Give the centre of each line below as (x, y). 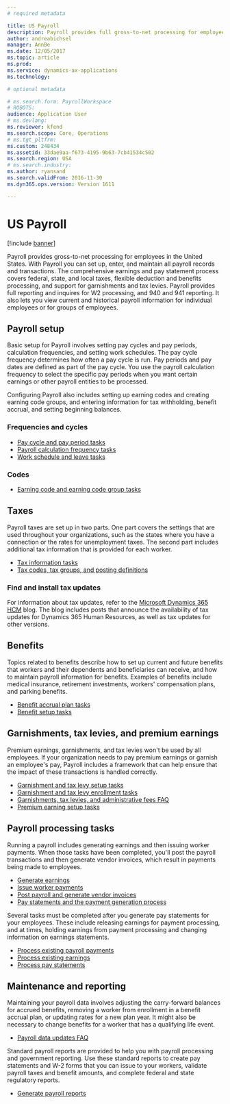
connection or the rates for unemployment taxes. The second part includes (113, 542)
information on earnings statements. (58, 937)
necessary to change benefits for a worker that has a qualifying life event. (111, 1025)
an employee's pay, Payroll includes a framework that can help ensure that (112, 764)
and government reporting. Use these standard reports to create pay (104, 1058)
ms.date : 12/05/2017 (37, 51)
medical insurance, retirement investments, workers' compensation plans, (111, 684)
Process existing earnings (53, 957)
